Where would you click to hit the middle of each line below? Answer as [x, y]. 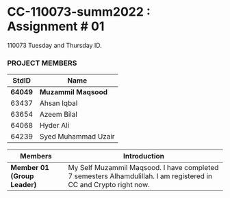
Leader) [24, 185]
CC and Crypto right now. [109, 185]
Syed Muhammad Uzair [77, 137]
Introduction [144, 156]
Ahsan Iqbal [59, 103]
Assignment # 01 [56, 26]
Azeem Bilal [58, 115]
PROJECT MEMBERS [42, 63]
